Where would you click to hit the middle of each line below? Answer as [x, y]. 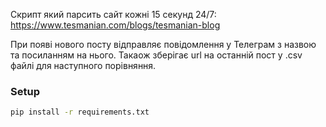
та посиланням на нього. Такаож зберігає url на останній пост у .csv [156, 55]
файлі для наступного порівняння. [83, 65]
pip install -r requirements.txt [80, 112]
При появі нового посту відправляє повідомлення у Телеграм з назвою [163, 44]
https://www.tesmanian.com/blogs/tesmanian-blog [115, 25]
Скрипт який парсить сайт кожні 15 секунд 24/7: [113, 14]
